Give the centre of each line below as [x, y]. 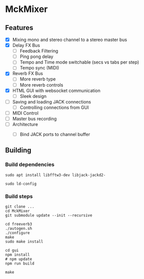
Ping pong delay [37, 56]
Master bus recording [35, 118]
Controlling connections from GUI [54, 107]
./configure [17, 233]
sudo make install [24, 242]
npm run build [20, 263]
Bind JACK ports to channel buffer [55, 134]
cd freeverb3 [19, 224]
